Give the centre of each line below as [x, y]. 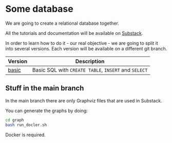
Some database [39, 9]
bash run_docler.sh [26, 125]
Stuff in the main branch [45, 88]
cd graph [15, 120]
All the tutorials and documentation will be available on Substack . [74, 33]
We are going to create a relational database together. [62, 23]
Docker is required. [26, 135]
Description [90, 61]
